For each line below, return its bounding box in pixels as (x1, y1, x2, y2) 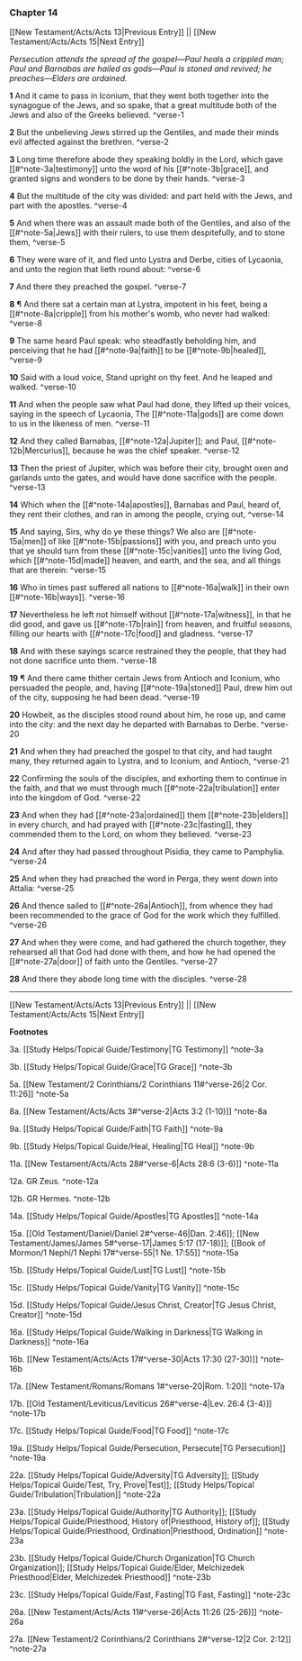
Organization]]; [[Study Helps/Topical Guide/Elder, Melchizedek (9, 1562, 245, 1574)
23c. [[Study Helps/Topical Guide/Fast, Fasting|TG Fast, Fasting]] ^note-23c (9, 1589, 291, 1601)
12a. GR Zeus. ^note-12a (9, 1176, 99, 1187)
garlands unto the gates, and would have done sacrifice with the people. (9, 472, 278, 483)
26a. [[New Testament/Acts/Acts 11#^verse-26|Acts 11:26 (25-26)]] (9, 1607, 258, 1618)
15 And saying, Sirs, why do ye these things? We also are (9, 526, 220, 537)
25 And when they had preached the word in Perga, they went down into (9, 873, 279, 884)
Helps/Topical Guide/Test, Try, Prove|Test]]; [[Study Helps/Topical (9, 1480, 254, 1491)
